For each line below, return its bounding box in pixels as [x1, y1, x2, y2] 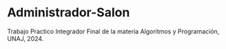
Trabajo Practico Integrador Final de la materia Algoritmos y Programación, [7, 27, 220, 35]
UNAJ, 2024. [7, 34, 44, 42]
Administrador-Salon [7, 5, 130, 20]
